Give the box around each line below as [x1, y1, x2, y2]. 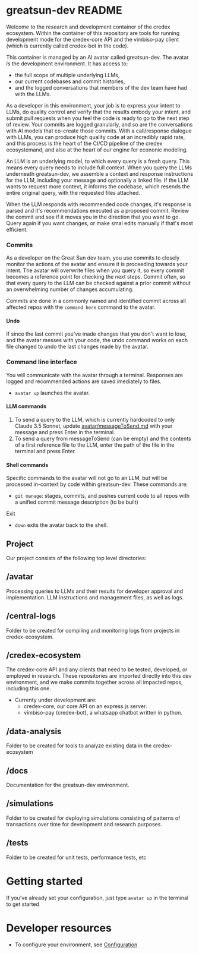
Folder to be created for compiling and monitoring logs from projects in [6, 627, 180, 634]
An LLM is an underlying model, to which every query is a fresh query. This [6, 157, 190, 165]
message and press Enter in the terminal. [14, 428, 116, 435]
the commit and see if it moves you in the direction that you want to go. [6, 213, 180, 220]
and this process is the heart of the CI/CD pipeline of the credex [6, 140, 163, 147]
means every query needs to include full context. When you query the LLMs [6, 164, 192, 171]
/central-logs [6, 611, 56, 621]
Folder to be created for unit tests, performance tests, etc [6, 854, 147, 861]
